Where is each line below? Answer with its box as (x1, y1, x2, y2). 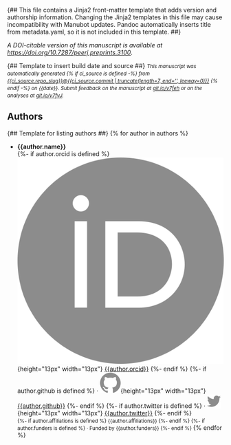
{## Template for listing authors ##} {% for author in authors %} (7, 129, 189, 137)
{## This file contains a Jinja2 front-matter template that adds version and (7, 6, 217, 14)
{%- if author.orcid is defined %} (16, 149, 110, 158)
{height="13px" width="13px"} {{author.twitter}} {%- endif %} (16, 409, 192, 417)
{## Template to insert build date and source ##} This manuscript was (7, 62, 197, 69)
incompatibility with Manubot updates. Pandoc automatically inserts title (7, 21, 211, 28)
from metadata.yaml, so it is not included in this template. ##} (7, 28, 181, 36)
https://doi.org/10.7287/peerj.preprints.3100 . (7, 48, 133, 56)
